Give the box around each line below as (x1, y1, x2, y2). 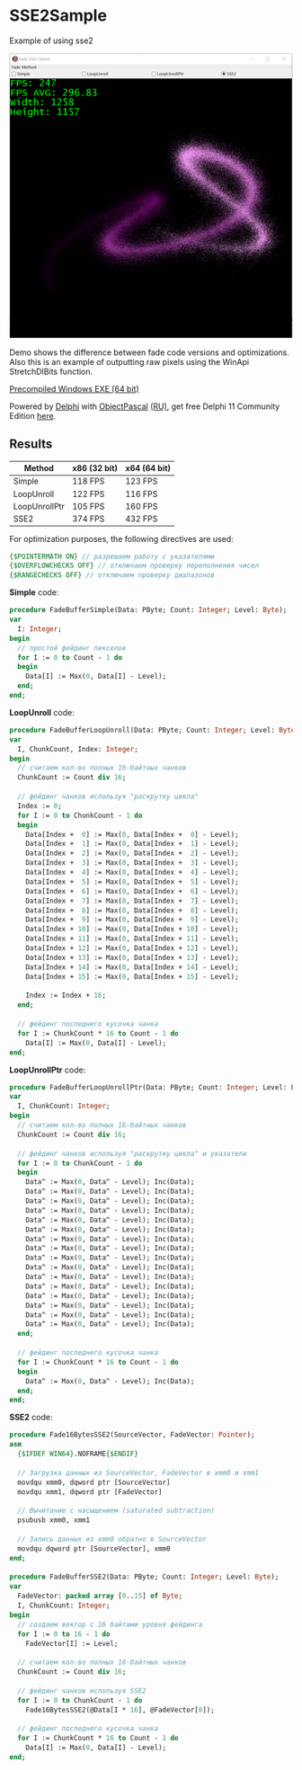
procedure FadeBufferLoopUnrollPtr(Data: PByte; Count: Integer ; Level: (9, 1082, 288, 1092)
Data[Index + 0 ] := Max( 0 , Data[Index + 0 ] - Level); (25, 830, 240, 839)
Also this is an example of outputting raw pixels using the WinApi (9, 356, 250, 367)
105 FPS (71, 501, 105, 511)
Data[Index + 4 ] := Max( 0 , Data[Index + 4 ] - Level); (25, 868, 240, 877)
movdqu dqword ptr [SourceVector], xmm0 (17, 1543, 171, 1553)
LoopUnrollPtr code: (9, 1064, 86, 1075)
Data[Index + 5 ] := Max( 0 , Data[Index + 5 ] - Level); (25, 877, 240, 886)
